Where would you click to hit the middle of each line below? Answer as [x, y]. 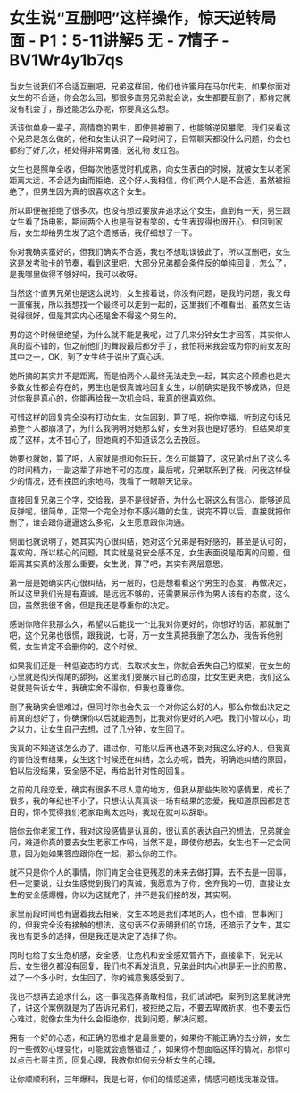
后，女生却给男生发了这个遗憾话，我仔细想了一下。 [103, 233]
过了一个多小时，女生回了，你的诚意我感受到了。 [99, 977]
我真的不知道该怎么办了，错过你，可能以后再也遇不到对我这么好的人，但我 [146, 748]
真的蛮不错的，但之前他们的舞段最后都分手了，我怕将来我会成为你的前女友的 [150, 345]
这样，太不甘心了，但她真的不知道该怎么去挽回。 [115, 439]
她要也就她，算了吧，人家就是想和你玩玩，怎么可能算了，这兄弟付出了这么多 [150, 458]
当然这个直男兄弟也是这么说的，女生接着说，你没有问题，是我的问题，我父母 [150, 292]
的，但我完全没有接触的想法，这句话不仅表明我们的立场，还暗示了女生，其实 [150, 924]
